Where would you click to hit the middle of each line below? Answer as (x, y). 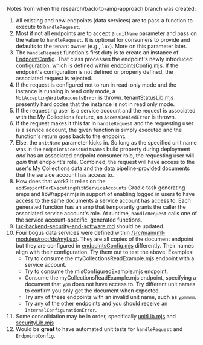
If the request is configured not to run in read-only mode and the (96, 85)
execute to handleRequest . (48, 27)
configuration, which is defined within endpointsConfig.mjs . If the (97, 65)
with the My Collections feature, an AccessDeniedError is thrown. (96, 117)
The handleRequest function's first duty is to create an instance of (97, 53)
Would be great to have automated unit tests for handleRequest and (99, 329)
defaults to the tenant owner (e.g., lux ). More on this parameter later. (101, 46)
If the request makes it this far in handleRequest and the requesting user (105, 123)
